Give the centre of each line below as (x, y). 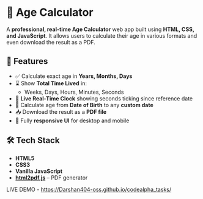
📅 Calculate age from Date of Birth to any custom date (84, 105)
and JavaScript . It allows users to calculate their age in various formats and (102, 35)
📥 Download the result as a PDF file (61, 111)
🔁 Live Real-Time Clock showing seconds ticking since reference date (104, 98)
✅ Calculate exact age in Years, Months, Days (74, 76)
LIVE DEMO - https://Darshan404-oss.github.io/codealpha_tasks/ (89, 189)
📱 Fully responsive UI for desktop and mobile (72, 120)
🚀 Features (27, 61)
